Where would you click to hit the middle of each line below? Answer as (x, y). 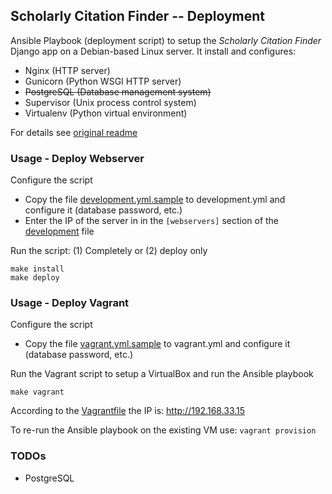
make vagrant (37, 392)
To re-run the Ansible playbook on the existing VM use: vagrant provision (163, 430)
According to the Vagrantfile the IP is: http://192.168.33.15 (128, 411)
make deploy (35, 278)
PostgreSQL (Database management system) (118, 91)
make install (37, 269)
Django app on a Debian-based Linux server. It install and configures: (153, 51)
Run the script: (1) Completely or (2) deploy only (109, 251)
